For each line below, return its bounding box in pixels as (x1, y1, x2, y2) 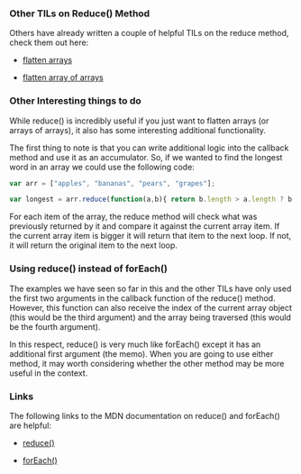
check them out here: (9, 37, 89, 48)
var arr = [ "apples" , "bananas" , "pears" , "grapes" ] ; (9, 178, 216, 187)
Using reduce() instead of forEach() (9, 262, 169, 275)
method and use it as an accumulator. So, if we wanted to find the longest (9, 151, 283, 162)
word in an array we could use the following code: (9, 161, 196, 172)
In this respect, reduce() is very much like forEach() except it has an (9, 339, 261, 350)
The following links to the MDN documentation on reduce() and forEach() (9, 410, 281, 421)
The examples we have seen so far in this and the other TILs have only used (9, 283, 292, 294)
